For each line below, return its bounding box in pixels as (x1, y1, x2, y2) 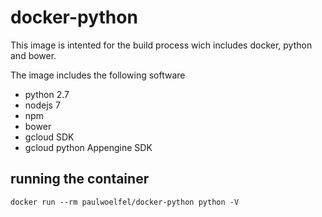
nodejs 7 (24, 99, 61, 111)
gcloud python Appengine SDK (24, 141, 153, 153)
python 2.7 (24, 88, 70, 100)
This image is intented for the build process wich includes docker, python (10, 39, 313, 51)
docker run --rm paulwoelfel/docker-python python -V (10, 197, 240, 207)
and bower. (10, 49, 57, 61)
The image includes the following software (10, 69, 186, 81)
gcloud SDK (24, 131, 75, 143)
